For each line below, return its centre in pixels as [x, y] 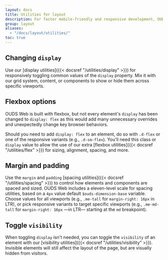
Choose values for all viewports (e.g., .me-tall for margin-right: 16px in [80, 199]
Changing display [33, 58]
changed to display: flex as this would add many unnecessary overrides [81, 119]
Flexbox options [31, 102]
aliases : [14, 28]
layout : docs [19, 10]
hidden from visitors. [26, 253]
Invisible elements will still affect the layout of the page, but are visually [78, 248]
